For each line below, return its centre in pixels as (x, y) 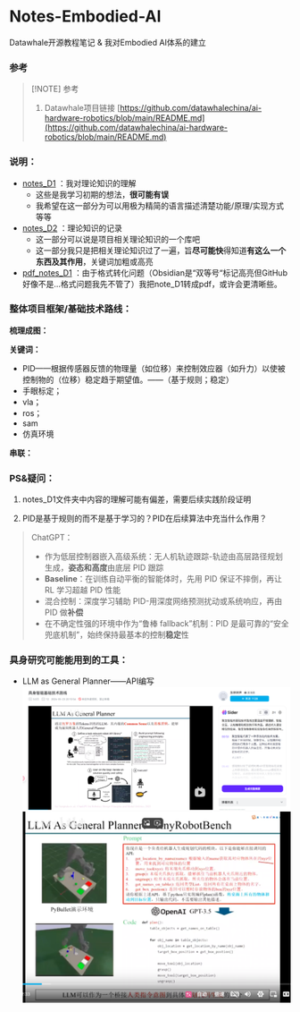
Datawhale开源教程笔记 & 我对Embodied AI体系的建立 (108, 42)
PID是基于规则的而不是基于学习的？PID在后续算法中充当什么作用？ (145, 519)
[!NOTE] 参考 (55, 89)
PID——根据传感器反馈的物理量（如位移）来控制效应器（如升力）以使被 (154, 368)
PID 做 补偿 (64, 612)
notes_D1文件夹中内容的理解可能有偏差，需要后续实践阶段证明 (137, 499)
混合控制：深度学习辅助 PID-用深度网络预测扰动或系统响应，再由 (163, 601)
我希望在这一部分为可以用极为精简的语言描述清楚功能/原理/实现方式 (159, 205)
